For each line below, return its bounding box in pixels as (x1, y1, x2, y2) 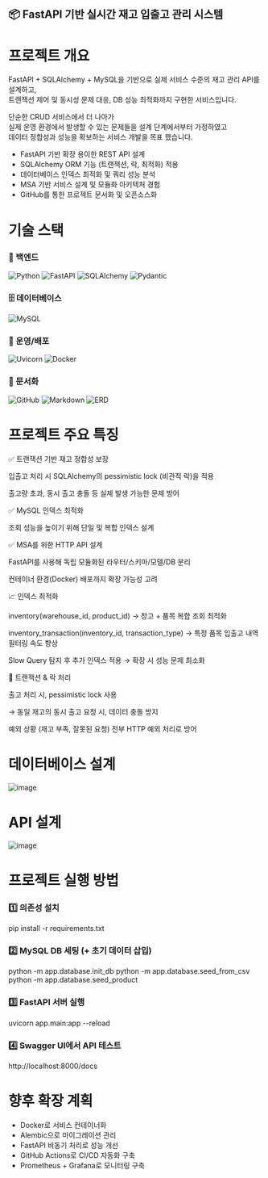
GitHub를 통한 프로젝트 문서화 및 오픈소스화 (19, 190, 158, 199)
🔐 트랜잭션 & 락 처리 (8, 673, 72, 682)
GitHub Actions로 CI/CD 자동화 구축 (19, 1150, 135, 1160)
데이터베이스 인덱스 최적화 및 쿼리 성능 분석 (19, 170, 156, 179)
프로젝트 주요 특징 (8, 426, 119, 444)
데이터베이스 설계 (8, 755, 116, 773)
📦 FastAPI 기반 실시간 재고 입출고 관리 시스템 (8, 7, 224, 22)
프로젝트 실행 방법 (8, 871, 119, 890)
